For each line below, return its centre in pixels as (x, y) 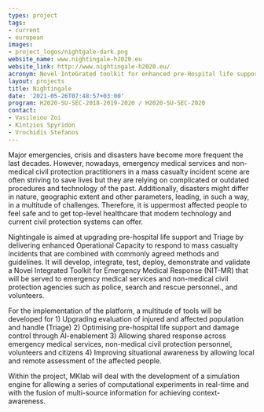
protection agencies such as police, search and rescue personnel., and (123, 287)
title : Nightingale (40, 88)
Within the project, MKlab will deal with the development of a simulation (124, 376)
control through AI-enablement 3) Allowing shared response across (117, 336)
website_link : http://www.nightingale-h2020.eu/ (89, 67)
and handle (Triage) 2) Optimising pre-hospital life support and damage (124, 327)
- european (26, 37)
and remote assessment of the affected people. (85, 360)
